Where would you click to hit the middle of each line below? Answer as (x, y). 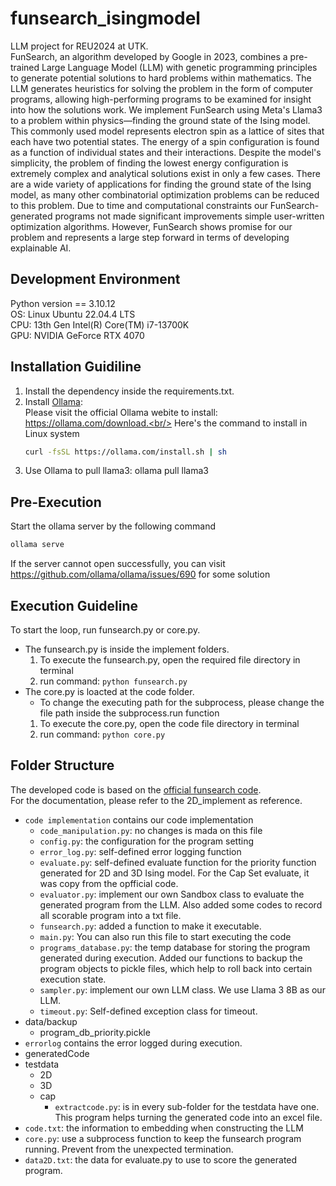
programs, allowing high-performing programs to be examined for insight (161, 99)
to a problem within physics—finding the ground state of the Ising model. (160, 120)
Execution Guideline (74, 605)
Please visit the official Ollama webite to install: (121, 412)
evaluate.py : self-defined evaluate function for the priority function (178, 862)
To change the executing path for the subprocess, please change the (182, 702)
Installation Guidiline (76, 367)
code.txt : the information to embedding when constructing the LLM (164, 1128)
